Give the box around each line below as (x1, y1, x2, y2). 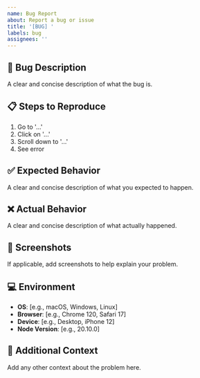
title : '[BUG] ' (7, 23, 54, 30)
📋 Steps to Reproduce (7, 101, 106, 113)
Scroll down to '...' (17, 137, 69, 145)
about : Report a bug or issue (7, 17, 95, 24)
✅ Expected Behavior (7, 165, 101, 177)
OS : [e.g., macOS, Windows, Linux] (17, 303, 118, 311)
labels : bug (7, 29, 42, 37)
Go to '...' (17, 123, 43, 131)
